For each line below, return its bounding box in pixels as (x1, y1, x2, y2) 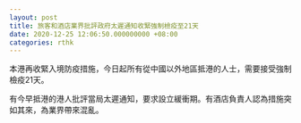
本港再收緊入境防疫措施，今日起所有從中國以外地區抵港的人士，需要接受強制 (9, 63, 292, 74)
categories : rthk (9, 37, 74, 47)
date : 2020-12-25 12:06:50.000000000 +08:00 (9, 29, 178, 38)
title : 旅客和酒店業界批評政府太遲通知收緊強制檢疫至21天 (9, 21, 199, 30)
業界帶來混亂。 (47, 104, 104, 116)
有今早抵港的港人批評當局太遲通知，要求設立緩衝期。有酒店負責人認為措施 (9, 94, 284, 104)
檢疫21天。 (9, 75, 49, 86)
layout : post (9, 12, 58, 22)
